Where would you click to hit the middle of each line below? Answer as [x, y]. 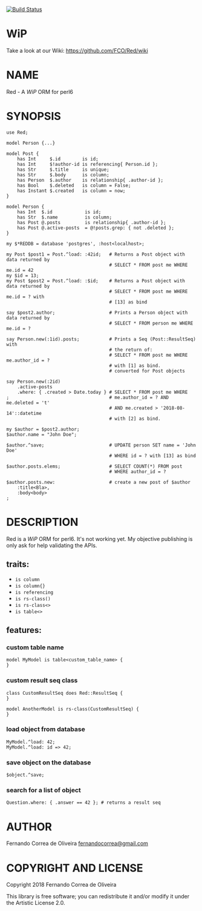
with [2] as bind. [138, 419]
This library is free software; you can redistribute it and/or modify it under [98, 896]
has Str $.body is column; [64, 175]
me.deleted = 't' [28, 403]
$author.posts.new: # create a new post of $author [98, 482]
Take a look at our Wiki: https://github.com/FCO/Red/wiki [77, 50]
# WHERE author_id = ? [138, 472]
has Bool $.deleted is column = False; [74, 185]
